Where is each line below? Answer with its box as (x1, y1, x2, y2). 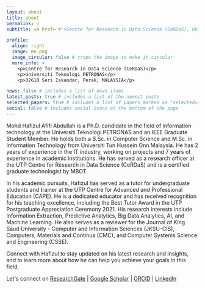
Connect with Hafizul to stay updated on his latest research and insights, (6, 249, 189, 257)
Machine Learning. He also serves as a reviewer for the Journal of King (6, 218, 185, 225)
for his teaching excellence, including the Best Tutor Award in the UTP (6, 199, 182, 206)
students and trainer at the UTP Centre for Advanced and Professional (6, 186, 183, 193)
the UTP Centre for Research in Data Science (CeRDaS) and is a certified (6, 161, 190, 169)
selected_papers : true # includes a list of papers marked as (6, 99, 168, 106)
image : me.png (12, 48, 48, 55)
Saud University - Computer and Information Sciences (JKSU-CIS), (6, 225, 175, 232)
